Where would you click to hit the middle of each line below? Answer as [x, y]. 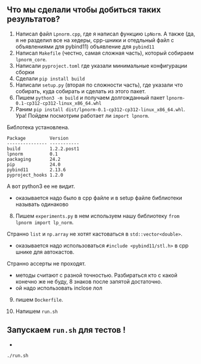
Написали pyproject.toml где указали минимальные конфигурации [101, 65]
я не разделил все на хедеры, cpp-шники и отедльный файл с [95, 40]
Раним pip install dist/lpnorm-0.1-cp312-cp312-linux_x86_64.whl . [100, 109]
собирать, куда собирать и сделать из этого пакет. [80, 91]
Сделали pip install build [50, 78]
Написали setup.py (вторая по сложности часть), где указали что [99, 85]
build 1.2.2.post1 [43, 149]
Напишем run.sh [36, 311]
